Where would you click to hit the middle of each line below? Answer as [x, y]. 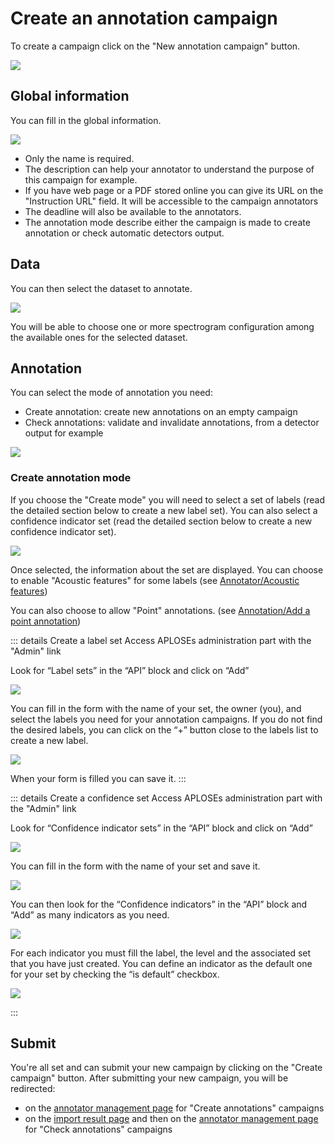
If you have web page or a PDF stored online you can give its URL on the [174, 190]
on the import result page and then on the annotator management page [171, 1119]
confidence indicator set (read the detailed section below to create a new [161, 521]
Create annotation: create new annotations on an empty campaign [161, 412]
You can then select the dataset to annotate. [101, 288]
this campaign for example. [81, 179]
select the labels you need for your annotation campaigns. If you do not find [166, 719]
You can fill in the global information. [86, 120]
